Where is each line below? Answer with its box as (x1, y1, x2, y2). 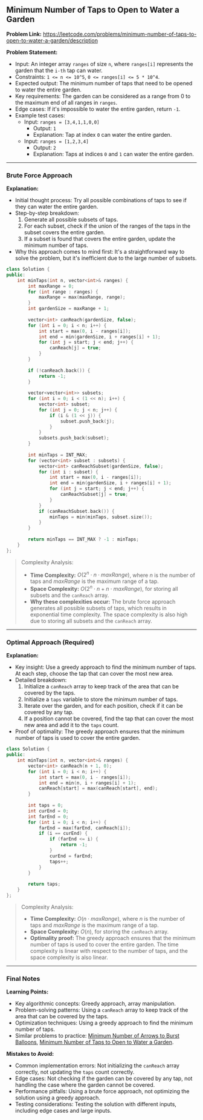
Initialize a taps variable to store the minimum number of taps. (24, 696, 178, 703)
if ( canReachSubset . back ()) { (38, 508, 115, 514)
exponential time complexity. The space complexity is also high (30, 611, 188, 618)
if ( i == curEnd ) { (38, 831, 88, 837)
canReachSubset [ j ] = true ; (60, 492, 129, 498)
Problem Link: (6, 30, 42, 38)
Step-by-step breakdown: (14, 209, 80, 217)
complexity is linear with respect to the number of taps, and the (30, 947, 188, 954)
